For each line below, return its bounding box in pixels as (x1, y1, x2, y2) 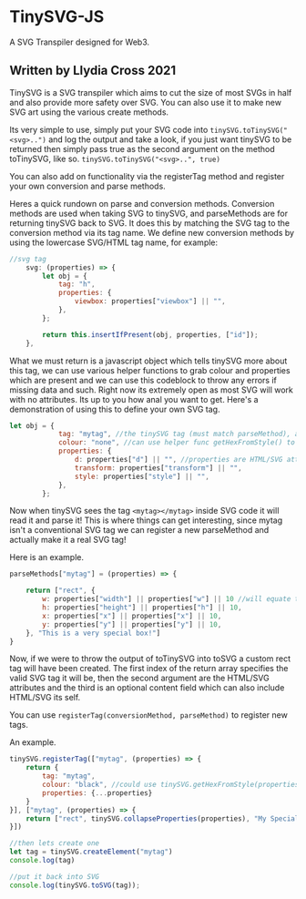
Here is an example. (9, 552, 85, 563)
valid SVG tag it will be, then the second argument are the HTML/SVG (9, 672, 270, 684)
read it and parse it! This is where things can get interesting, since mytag (9, 515, 283, 526)
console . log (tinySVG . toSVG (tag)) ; (9, 881, 141, 890)
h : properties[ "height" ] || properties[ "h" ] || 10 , (42, 603, 243, 612)
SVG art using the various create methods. (9, 107, 169, 117)
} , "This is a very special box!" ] (25, 628, 161, 638)
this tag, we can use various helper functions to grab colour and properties (9, 364, 291, 375)
